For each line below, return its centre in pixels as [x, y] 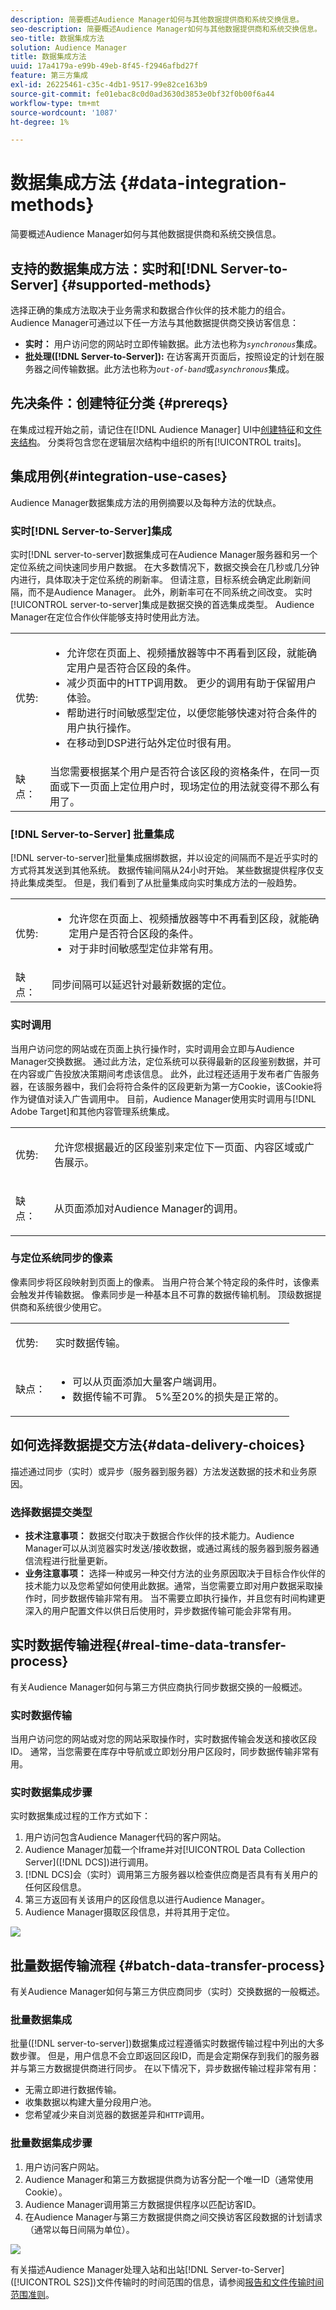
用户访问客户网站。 [64, 2167]
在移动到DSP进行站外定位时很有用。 [152, 743]
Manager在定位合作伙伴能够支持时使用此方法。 [107, 617]
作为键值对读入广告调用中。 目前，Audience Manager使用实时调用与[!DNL [163, 1098]
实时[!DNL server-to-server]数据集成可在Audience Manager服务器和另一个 [164, 554]
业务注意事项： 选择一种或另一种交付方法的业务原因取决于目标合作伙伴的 [175, 1573]
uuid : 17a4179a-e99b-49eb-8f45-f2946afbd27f [104, 66]
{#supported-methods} [136, 284]
